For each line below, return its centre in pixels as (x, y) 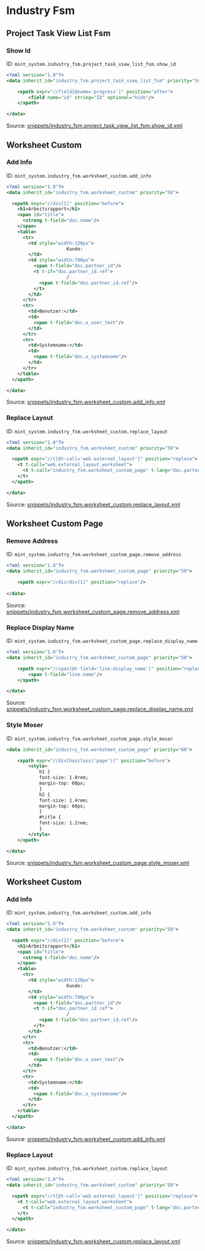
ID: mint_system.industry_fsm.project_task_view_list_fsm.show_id (91, 63)
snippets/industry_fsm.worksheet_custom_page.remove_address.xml (93, 612)
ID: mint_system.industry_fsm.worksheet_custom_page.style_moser (90, 738)
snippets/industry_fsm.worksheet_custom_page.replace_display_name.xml (100, 709)
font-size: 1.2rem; (63, 823)
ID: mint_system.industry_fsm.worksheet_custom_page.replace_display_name (102, 641)
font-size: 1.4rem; (63, 800)
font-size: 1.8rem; (63, 778)
